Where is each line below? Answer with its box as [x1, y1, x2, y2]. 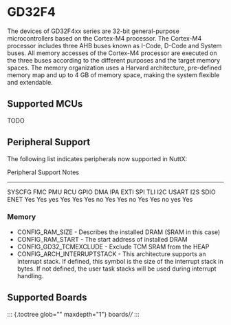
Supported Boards [7, 292, 87, 304]
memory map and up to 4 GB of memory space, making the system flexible [7, 70, 220, 79]
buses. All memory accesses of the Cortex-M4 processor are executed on [7, 49, 218, 57]
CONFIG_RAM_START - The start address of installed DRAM [16, 235, 188, 243]
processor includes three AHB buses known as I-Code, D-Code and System [7, 41, 222, 50]
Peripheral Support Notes [7, 168, 80, 176]
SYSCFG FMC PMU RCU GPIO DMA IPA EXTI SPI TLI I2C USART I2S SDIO [7, 187, 217, 196]
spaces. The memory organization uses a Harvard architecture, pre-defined [7, 63, 222, 72]
